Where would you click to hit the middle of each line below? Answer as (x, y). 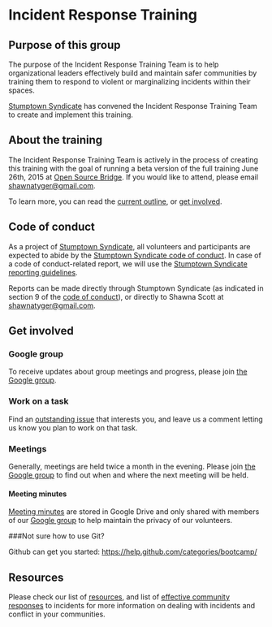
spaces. (22, 90)
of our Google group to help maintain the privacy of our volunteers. (121, 521)
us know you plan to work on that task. (73, 427)
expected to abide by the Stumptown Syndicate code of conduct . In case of (135, 255)
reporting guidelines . (43, 272)
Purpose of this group (65, 45)
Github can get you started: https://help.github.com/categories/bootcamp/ (133, 552)
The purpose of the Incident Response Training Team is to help (114, 64)
